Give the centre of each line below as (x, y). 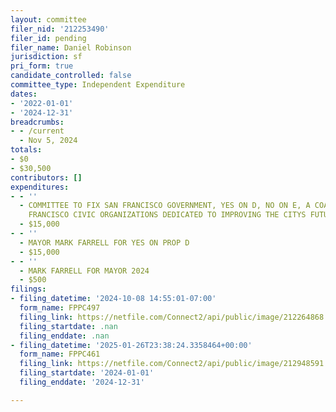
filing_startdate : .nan (68, 326)
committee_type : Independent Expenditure (98, 85)
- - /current (37, 131)
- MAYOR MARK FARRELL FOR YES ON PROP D (104, 242)
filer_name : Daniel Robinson (71, 47)
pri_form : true (42, 66)
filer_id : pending (48, 38)
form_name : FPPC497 (60, 308)
